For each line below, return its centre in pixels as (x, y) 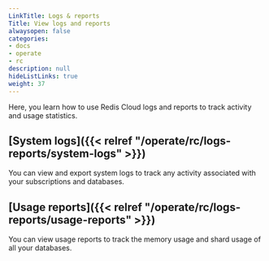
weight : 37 (27, 83)
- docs (20, 46)
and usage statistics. (43, 115)
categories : (28, 39)
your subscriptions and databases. (66, 182)
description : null (39, 69)
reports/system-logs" (65, 154)
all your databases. (40, 248)
